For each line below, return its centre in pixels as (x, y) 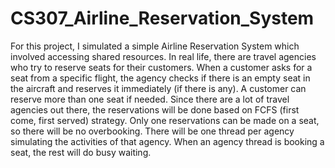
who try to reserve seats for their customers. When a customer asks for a (161, 67)
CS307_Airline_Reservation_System (162, 18)
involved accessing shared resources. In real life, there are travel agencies (163, 56)
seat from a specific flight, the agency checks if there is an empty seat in (160, 78)
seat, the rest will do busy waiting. (81, 152)
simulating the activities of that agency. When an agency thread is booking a (167, 141)
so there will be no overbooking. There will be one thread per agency (152, 131)
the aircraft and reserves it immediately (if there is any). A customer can (158, 88)
